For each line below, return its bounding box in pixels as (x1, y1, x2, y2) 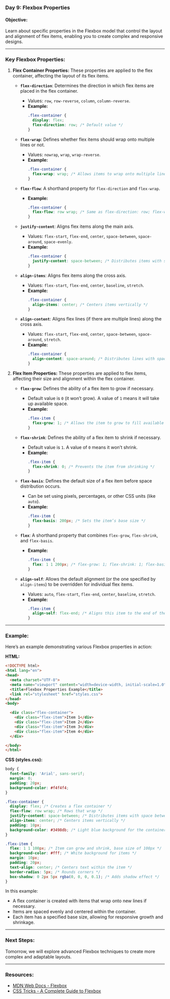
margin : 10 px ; (10, 855, 39, 861)
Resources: (5, 971, 34, 978)
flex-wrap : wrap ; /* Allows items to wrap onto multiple (32, 171, 155, 176)
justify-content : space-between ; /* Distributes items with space (10, 813, 153, 819)
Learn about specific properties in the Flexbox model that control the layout (5, 28, 162, 34)
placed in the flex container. (20, 88, 78, 94)
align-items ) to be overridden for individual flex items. (20, 581, 134, 587)
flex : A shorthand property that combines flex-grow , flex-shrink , (20, 532, 158, 538)
